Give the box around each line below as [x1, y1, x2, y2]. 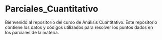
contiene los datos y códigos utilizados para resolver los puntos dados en [5, 24, 153, 30]
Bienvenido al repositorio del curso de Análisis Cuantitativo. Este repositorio [5, 19, 158, 25]
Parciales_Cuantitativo [5, 3, 99, 14]
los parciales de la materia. [5, 29, 60, 35]
